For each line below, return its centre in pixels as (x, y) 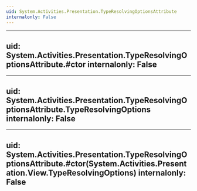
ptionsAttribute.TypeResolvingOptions (79, 109)
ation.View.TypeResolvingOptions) (71, 173)
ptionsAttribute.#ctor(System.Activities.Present (96, 164)
